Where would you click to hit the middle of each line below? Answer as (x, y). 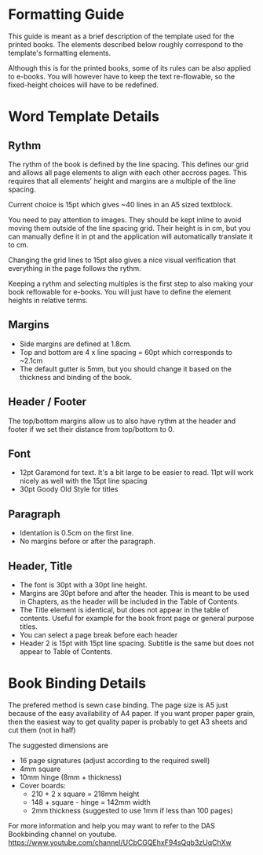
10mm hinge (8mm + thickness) (71, 777)
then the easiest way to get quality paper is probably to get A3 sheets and (128, 722)
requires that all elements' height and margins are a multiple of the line (122, 181)
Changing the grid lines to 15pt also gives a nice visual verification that (122, 260)
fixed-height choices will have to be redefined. (84, 85)
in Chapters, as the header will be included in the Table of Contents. (129, 601)
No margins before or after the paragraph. (87, 541)
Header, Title (40, 566)
